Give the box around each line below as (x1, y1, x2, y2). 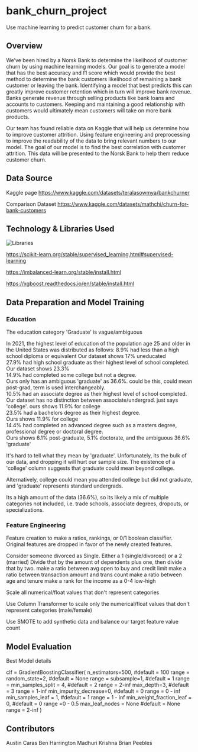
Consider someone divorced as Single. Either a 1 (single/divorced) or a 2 (6, 552, 182, 560)
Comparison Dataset (6, 200, 56, 208)
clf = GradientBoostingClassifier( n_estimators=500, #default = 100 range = (6, 669, 190, 676)
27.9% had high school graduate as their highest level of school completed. (6, 359, 190, 366)
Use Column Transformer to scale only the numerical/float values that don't (6, 601, 190, 608)
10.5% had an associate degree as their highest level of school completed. (6, 390, 187, 398)
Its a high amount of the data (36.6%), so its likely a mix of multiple (6, 494, 169, 501)
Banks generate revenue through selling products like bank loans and (6, 94, 175, 101)
